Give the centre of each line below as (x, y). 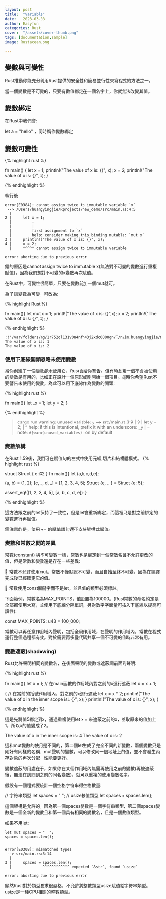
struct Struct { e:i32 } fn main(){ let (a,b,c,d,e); (52, 473)
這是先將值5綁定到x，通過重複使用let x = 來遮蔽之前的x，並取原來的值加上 (81, 719)
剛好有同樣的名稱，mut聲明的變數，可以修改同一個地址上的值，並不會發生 (81, 752)
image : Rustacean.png (27, 42)
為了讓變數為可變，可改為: (32, 294)
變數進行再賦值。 (22, 519)
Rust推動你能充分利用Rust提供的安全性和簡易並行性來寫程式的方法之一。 (79, 80)
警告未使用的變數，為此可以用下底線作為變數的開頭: (62, 383)
